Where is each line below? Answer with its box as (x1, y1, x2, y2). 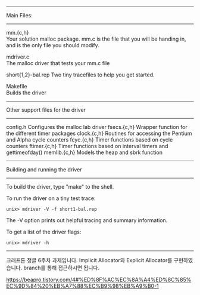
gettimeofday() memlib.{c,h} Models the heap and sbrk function (6, 149, 162, 156)
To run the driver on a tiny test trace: (6, 195, 96, 202)
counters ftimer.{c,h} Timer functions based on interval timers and (6, 143, 168, 149)
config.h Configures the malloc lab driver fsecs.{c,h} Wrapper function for (6, 124, 187, 130)
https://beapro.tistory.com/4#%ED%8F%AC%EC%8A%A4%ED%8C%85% (6, 276, 192, 283)
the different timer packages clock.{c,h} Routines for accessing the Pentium (6, 130, 192, 137)
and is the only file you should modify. (6, 42, 99, 48)
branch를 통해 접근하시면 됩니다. (23, 264, 100, 271)
